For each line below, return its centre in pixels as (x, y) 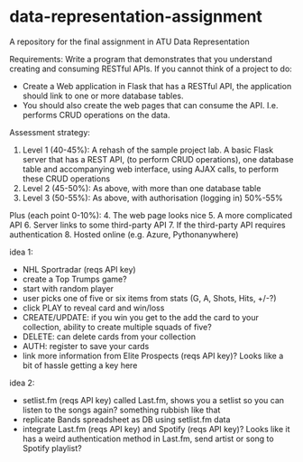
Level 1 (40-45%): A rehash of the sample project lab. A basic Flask (147, 150)
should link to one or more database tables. (103, 96)
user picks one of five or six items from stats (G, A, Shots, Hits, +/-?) (149, 298)
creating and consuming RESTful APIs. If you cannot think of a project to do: (151, 69)
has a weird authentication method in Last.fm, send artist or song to (148, 439)
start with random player (68, 288)
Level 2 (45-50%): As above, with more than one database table (142, 188)
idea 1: (21, 252)
